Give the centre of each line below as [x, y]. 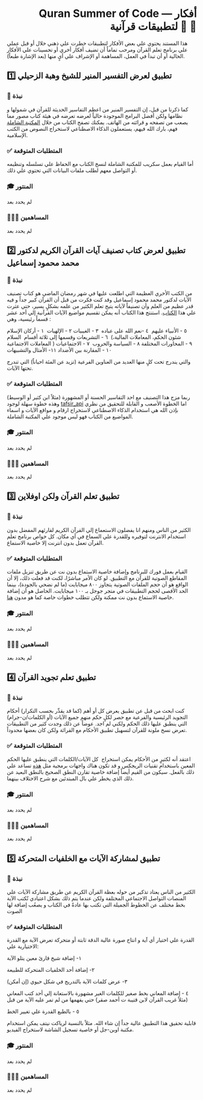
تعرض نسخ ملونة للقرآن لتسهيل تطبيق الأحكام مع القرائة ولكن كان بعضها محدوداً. [97, 730]
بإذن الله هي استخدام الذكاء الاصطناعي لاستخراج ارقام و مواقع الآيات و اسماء [92, 410]
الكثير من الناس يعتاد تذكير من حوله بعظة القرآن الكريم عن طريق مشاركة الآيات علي [101, 892]
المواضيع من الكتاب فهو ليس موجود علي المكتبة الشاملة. [70, 416]
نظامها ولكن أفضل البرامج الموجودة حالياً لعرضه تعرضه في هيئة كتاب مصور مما [95, 116]
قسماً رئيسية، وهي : [29, 319]
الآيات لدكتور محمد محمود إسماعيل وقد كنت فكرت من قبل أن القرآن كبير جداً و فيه [99, 300]
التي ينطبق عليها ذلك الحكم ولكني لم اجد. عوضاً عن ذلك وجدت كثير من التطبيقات [97, 724]
